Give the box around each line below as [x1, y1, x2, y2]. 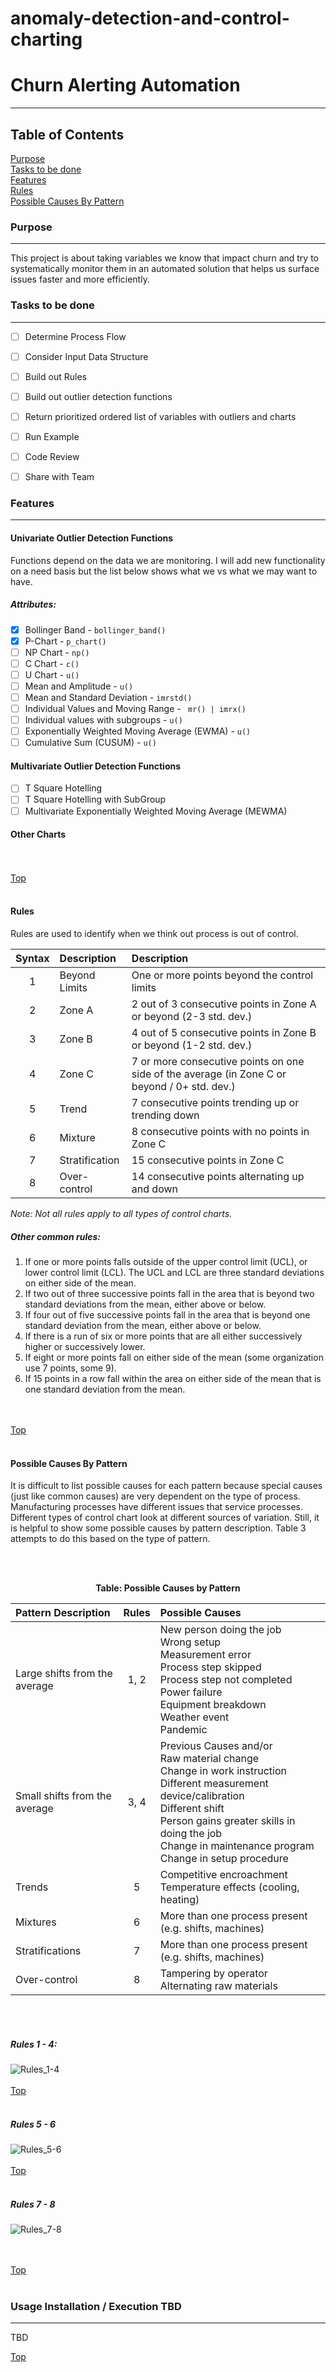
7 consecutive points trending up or [131, 1095, 300, 1109]
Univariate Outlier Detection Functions [10, 532, 174, 544]
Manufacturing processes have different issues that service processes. [10, 1501, 304, 1513]
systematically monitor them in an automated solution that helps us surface [10, 263, 320, 275]
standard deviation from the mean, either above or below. [24, 1319, 262, 1331]
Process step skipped [159, 1660, 262, 1674]
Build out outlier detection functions [24, 390, 173, 402]
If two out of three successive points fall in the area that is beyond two [24, 1287, 315, 1299]
